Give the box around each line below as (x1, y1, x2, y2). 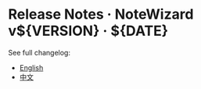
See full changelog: (8, 48, 70, 57)
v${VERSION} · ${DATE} (8, 22, 169, 40)
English (19, 62, 44, 72)
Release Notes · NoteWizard (8, 5, 194, 23)
